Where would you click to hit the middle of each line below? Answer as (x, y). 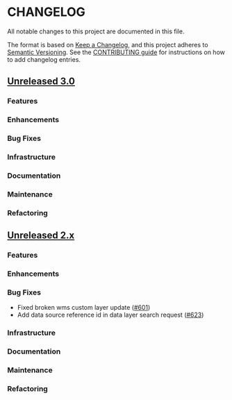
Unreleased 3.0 (41, 82)
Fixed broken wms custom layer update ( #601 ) (84, 308)
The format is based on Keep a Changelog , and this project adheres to (108, 44)
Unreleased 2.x (41, 236)
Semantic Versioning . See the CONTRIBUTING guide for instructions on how (116, 52)
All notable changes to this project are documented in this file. (96, 31)
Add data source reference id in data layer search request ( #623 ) (110, 315)
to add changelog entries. (44, 59)
